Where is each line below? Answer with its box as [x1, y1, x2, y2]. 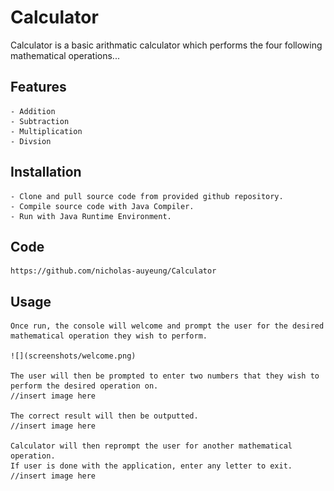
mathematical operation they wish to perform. [10, 331, 208, 341]
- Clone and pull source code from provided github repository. [10, 191, 284, 201]
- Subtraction [10, 116, 70, 126]
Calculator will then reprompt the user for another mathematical [10, 441, 293, 451]
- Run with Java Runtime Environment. [10, 211, 172, 221]
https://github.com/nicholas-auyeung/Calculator [10, 266, 217, 276]
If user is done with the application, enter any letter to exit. [10, 461, 293, 471]
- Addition [10, 106, 56, 116]
